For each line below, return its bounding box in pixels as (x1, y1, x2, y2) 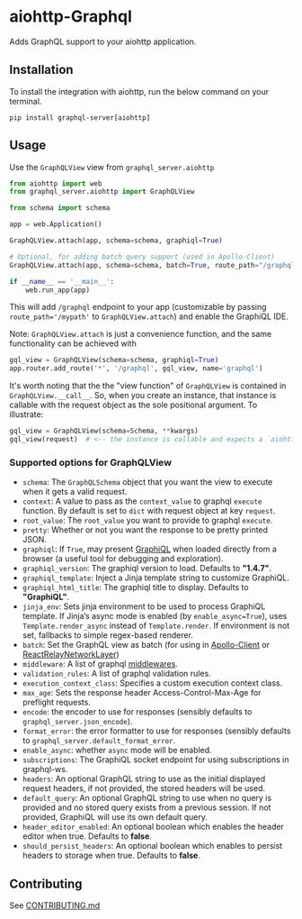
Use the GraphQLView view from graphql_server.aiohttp (9, 161, 215, 172)
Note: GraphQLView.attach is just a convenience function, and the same (9, 329, 272, 340)
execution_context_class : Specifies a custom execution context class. (22, 678, 283, 688)
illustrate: (9, 409, 44, 420)
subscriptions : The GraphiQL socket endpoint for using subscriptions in (22, 754, 289, 765)
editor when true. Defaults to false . (22, 831, 153, 842)
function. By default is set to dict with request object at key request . (22, 505, 276, 516)
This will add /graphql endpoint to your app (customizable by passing (9, 302, 267, 313)
